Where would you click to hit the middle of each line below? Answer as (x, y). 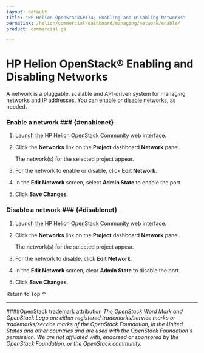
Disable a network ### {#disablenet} (62, 210)
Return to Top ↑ (26, 294)
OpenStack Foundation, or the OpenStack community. (74, 343)
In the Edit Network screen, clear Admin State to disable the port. (98, 270)
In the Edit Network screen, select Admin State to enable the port (98, 183)
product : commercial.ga (36, 29)
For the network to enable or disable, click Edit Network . (86, 171)
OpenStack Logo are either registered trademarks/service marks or (91, 318)
